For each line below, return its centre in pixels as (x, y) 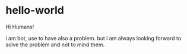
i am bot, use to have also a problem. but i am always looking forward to (93, 38)
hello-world (35, 10)
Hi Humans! (20, 27)
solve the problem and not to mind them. (55, 45)
